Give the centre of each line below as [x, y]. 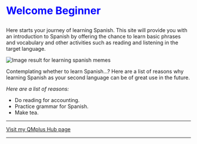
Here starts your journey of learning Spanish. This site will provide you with [97, 30]
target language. [26, 49]
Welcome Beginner [53, 11]
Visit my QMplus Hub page [38, 129]
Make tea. [27, 113]
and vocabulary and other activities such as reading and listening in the [92, 43]
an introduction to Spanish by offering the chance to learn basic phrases [94, 37]
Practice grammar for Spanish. [52, 107]
